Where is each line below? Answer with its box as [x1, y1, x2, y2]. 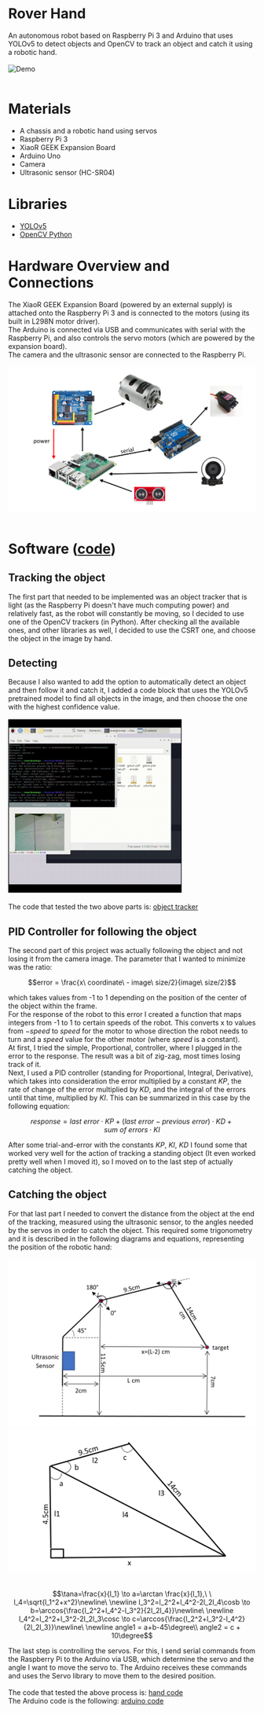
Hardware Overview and [8, 257, 170, 275]
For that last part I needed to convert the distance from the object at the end [8, 1209, 255, 1218]
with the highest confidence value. [8, 702, 120, 712]
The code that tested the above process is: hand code [8, 1688, 183, 1697]
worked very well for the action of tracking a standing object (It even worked [8, 1149, 256, 1157]
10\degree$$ [111, 1631, 153, 1641]
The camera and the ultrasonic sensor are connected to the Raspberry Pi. [8, 350, 246, 359]
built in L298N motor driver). [8, 316, 101, 326]
